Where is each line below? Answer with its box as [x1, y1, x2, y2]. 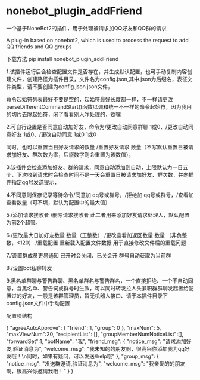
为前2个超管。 [6, 219, 41, 226]
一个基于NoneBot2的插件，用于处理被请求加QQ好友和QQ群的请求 [6, 24, 167, 32]
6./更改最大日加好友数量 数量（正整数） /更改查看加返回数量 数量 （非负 [6, 231, 183, 238]
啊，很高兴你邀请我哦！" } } [6, 367, 74, 375]
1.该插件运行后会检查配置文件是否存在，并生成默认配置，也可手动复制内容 [6, 68, 187, 75]
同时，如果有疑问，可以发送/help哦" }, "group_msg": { [26, 353, 159, 360]
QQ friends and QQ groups [6, 43, 72, 50]
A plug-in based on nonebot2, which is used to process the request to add [6, 36, 189, 44]
